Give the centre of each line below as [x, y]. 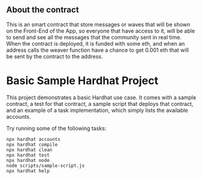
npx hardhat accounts [33, 139]
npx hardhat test [28, 155]
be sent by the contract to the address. [55, 56]
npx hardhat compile [32, 144]
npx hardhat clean [29, 150]
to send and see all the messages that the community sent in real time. [94, 37]
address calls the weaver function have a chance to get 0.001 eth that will [97, 50]
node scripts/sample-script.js [46, 166]
